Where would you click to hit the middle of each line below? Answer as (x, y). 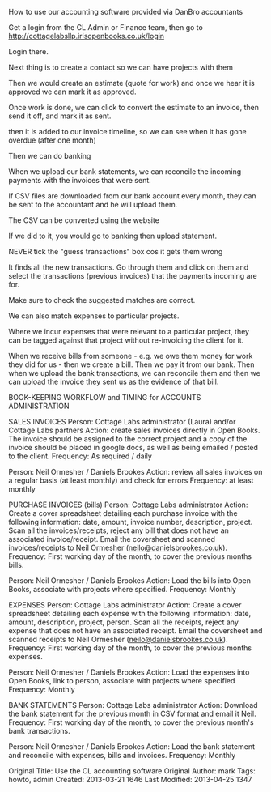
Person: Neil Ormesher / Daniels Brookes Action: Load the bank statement (132, 747)
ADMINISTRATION (39, 406)
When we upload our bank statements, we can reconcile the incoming (125, 172)
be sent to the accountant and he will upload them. (93, 204)
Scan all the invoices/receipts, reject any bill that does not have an (119, 530)
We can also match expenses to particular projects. (94, 316)
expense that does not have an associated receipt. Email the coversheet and (135, 630)
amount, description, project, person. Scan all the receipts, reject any (123, 622)
